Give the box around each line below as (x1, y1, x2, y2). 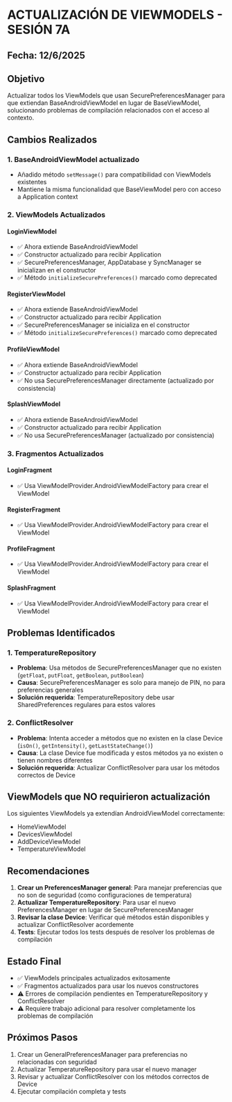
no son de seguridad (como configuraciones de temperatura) (17, 891, 193, 900)
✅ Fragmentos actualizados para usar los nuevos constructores (17, 981, 199, 990)
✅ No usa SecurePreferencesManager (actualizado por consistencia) (17, 431, 215, 439)
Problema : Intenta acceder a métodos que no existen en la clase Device (17, 734, 223, 742)
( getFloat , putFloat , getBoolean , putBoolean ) (17, 671, 144, 679)
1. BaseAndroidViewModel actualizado (7, 154, 140, 164)
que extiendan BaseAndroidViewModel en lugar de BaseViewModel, (7, 99, 202, 107)
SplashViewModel (7, 400, 61, 408)
